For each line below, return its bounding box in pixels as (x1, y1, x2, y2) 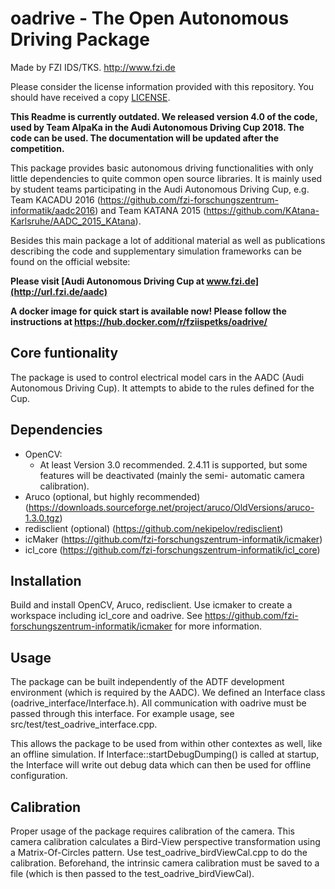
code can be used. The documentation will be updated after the (10, 132, 280, 144)
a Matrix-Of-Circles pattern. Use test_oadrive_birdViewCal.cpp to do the (10, 847, 308, 858)
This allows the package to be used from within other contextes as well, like (10, 738, 323, 750)
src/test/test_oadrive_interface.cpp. (10, 718, 158, 731)
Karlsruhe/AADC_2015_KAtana (10, 215, 136, 227)
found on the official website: (10, 255, 131, 267)
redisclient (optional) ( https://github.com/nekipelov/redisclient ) (24, 522, 284, 534)
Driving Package (10, 28, 150, 51)
